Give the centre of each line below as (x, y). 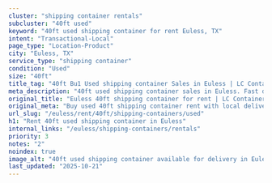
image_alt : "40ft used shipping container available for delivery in (128, 159)
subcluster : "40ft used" (50, 23)
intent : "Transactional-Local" (61, 38)
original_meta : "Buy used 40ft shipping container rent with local (125, 106)
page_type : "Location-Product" (61, 46)
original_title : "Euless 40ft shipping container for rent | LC (119, 99)
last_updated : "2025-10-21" (56, 167)
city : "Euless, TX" (41, 53)
